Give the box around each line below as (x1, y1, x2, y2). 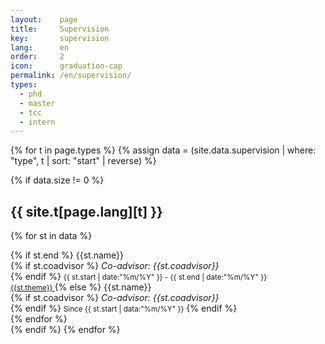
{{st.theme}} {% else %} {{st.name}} (10, 281, 152, 293)
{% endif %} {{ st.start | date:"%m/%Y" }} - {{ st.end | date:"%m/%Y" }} (10, 271, 268, 283)
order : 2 (10, 52, 65, 62)
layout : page (10, 14, 78, 25)
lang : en (10, 42, 70, 53)
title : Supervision (10, 24, 110, 34)
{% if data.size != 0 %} (10, 174, 105, 186)
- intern (19, 117, 56, 127)
